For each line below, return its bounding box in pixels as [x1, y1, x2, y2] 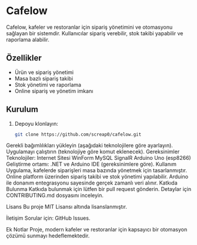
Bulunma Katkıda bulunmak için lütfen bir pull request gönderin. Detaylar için [6, 186, 192, 193]
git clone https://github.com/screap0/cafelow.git [14, 131, 142, 137]
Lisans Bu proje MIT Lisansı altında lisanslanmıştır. [6, 203, 128, 210]
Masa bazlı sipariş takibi [14, 75, 74, 82]
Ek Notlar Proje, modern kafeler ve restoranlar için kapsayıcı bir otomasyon [6, 226, 188, 233]
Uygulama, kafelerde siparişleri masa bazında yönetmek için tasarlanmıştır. [6, 167, 187, 174]
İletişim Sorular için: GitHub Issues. [6, 214, 91, 221]
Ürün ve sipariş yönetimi [14, 69, 74, 76]
